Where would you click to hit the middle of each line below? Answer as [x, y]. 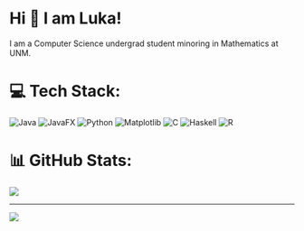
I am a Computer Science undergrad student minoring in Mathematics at [144, 43]
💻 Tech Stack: [65, 92]
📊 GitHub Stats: [71, 161]
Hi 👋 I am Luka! [66, 18]
